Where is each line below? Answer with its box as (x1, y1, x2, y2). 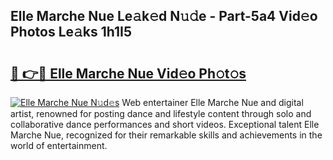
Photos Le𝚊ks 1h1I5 (10, 24, 133, 41)
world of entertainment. (10, 140, 108, 151)
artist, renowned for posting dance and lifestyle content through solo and (10, 108, 312, 119)
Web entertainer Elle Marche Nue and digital (121, 97, 304, 108)
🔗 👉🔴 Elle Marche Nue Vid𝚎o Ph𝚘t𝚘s (10, 65, 247, 82)
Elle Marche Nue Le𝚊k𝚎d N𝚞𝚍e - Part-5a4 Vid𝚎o (10, 8, 318, 25)
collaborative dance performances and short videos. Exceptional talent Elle (10, 119, 320, 130)
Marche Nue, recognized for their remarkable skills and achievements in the (10, 129, 323, 141)
